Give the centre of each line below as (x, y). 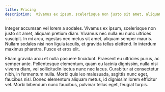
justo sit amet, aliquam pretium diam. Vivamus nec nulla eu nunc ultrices (78, 33)
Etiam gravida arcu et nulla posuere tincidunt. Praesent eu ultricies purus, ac (82, 58)
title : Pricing (21, 10)
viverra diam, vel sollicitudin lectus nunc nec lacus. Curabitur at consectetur (82, 69)
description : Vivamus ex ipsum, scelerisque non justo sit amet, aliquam (83, 14)
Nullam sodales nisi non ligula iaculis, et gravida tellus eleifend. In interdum (81, 44)
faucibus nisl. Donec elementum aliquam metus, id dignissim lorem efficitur (81, 79)
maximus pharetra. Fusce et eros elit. (42, 49)
